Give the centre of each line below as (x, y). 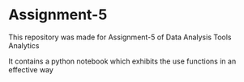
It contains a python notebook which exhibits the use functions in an (122, 61)
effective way (31, 69)
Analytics (24, 45)
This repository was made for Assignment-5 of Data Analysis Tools (120, 37)
